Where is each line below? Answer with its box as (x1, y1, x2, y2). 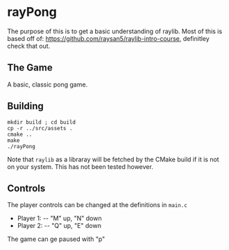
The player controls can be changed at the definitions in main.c (7, 201, 187, 209)
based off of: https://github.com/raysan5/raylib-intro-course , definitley (7, 34, 210, 42)
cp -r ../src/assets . (7, 125, 73, 132)
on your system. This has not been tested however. (7, 162, 154, 170)
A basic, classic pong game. (7, 80, 88, 89)
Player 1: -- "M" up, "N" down (17, 214, 102, 222)
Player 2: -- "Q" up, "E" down (17, 222, 102, 230)
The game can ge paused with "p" (7, 235, 105, 243)
